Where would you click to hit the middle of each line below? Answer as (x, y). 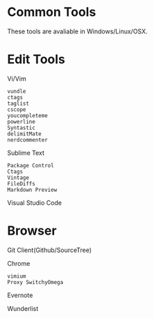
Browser (32, 231)
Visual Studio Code (35, 203)
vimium (17, 276)
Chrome (19, 263)
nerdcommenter (28, 140)
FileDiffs (22, 184)
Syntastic (22, 128)
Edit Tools (36, 59)
